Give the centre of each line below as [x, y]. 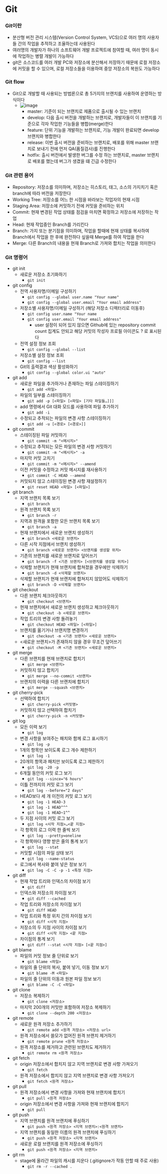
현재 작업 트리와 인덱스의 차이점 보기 [55, 881]
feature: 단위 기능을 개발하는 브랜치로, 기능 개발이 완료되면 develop [93, 130]
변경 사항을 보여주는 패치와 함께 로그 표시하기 [64, 738]
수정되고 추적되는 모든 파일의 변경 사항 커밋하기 [66, 447]
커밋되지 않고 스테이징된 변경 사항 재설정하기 [63, 481]
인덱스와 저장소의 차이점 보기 [48, 893]
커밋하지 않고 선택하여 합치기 [48, 710]
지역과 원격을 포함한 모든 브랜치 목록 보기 [60, 521]
